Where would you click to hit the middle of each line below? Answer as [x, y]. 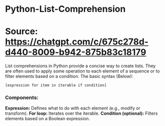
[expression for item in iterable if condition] [56, 85]
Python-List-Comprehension [65, 9]
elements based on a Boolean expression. [48, 119]
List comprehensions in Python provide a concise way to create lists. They [81, 66]
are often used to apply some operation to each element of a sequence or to [82, 71]
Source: [22, 32]
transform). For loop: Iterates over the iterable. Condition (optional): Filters [82, 113]
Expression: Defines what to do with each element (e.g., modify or [73, 108]
